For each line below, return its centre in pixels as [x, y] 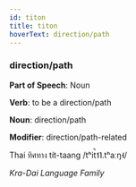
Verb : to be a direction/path [60, 102]
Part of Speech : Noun [50, 85]
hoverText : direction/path [59, 34]
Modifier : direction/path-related [68, 137]
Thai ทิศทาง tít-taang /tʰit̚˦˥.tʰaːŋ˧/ [68, 155]
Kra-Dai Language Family [57, 173]
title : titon [34, 26]
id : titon [28, 17]
